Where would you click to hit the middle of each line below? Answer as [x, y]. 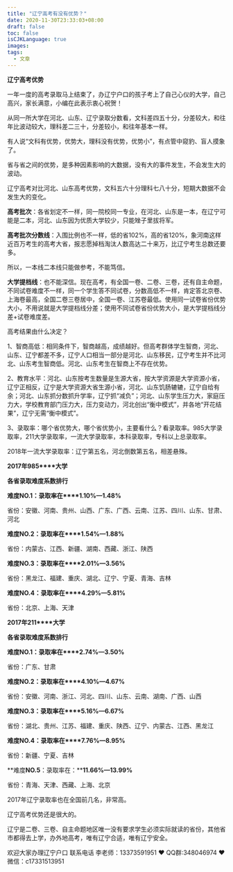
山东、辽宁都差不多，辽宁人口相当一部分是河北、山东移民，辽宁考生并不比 [113, 354]
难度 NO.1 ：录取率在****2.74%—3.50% [66, 652]
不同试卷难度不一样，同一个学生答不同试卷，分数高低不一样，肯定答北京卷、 [116, 290]
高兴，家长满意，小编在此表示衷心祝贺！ [65, 103]
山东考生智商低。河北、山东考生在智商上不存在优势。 [95, 363]
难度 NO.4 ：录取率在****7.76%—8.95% [66, 740]
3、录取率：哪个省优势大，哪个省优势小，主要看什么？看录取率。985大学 [112, 427]
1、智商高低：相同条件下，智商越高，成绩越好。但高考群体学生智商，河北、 [115, 346]
